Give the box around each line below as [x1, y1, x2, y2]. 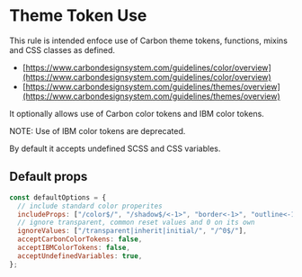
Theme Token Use [9, 5, 147, 26]
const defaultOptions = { [9, 192, 106, 202]
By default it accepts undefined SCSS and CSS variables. [9, 143, 221, 154]
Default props [9, 169, 88, 184]
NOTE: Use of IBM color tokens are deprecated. [9, 125, 186, 136]
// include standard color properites [17, 201, 164, 210]
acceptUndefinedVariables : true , [17, 251, 143, 261]
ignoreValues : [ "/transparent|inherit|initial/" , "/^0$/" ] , [17, 227, 247, 236]
